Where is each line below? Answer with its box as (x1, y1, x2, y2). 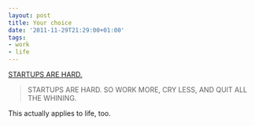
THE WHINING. (27, 94, 77, 102)
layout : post (8, 11, 51, 20)
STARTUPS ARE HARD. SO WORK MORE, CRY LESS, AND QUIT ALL (27, 85, 248, 94)
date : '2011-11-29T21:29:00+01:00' (8, 26, 125, 34)
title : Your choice (8, 19, 72, 27)
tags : (8, 33, 26, 42)
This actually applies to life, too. (8, 109, 112, 118)
